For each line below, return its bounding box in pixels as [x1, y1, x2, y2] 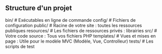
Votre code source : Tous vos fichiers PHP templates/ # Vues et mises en [5, 33, 156, 39]
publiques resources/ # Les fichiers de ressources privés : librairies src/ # [5, 27, 157, 34]
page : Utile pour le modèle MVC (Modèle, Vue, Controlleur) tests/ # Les [5, 38, 153, 44]
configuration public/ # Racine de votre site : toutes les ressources [5, 22, 142, 28]
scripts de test [5, 43, 35, 49]
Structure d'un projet [5, 4, 72, 12]
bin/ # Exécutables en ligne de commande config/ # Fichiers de [5, 17, 136, 23]
